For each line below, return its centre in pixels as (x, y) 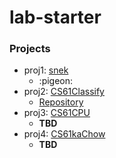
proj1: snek (46, 70)
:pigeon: (56, 81)
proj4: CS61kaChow (64, 134)
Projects (30, 49)
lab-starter (55, 17)
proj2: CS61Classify (64, 92)
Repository (61, 102)
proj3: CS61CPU (57, 113)
